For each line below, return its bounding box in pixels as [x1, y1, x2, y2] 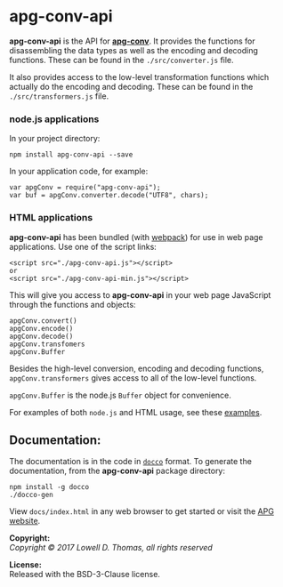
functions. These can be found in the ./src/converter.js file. [9, 54, 234, 65]
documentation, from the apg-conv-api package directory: [9, 465, 225, 477]
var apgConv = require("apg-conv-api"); [9, 183, 162, 192]
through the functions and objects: [9, 299, 136, 310]
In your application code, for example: [9, 166, 149, 177]
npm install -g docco [9, 483, 90, 492]
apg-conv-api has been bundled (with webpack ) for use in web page [9, 231, 264, 242]
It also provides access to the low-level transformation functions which [9, 71, 270, 82]
